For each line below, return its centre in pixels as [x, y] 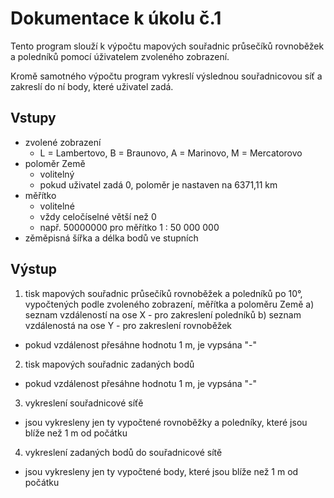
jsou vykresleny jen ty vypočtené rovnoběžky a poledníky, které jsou [166, 422]
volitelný [57, 174]
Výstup [34, 269]
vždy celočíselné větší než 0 [98, 216]
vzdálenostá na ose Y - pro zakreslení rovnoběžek [128, 325]
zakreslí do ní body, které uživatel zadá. [92, 86]
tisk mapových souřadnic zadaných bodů [109, 364]
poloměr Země [55, 163]
